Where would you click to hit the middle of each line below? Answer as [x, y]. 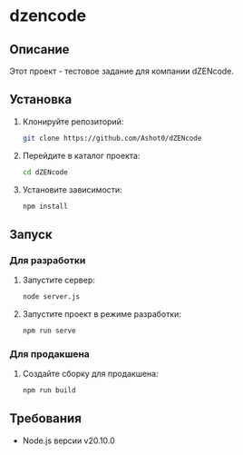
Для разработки [48, 260]
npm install [45, 206]
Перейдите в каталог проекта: [81, 155]
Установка [41, 99]
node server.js [51, 297]
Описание [39, 49]
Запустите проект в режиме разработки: [102, 314]
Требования [45, 419]
